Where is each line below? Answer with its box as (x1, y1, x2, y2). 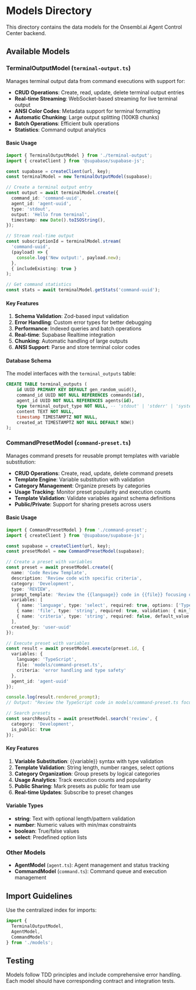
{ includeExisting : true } (11, 265, 77, 271)
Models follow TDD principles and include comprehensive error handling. (6, 971, 182, 978)
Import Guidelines (6, 891, 73, 901)
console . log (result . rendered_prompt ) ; (6, 694, 100, 700)
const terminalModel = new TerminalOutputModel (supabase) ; (6, 174, 153, 180)
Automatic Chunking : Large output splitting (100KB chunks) (14, 113, 160, 120)
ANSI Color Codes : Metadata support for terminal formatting (14, 107, 160, 115)
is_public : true (11, 726, 51, 732)
